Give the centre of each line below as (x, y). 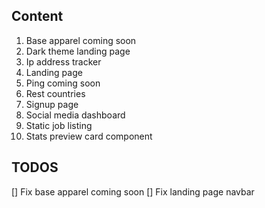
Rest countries (55, 93)
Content (37, 16)
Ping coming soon (63, 83)
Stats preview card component (89, 136)
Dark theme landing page (78, 51)
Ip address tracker (63, 61)
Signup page (52, 104)
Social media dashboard (75, 115)
